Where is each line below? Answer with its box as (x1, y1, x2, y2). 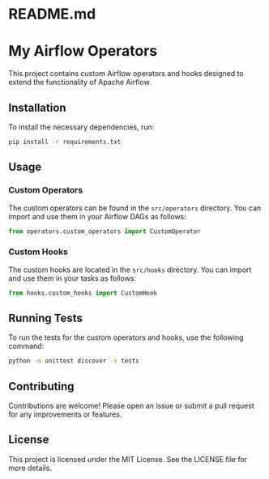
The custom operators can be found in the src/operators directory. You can (8, 203, 262, 213)
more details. (8, 463, 53, 473)
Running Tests (8, 311, 83, 324)
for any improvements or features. (8, 409, 122, 419)
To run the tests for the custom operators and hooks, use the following (8, 333, 244, 342)
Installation (8, 100, 66, 114)
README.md (8, 5, 96, 23)
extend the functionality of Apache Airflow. (8, 78, 152, 87)
